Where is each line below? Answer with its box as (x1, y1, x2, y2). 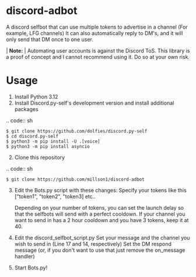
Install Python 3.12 (14, 93, 58, 100)
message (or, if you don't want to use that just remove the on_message (14, 247, 185, 254)
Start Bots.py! (14, 264, 48, 271)
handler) (14, 252, 35, 259)
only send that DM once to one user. (6, 36, 93, 43)
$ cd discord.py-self (6, 133, 59, 139)
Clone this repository (14, 154, 65, 161)
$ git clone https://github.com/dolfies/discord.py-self (6, 128, 148, 134)
